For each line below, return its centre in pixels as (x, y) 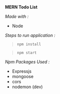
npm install (29, 44)
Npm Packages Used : (27, 62)
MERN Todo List (21, 7)
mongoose (23, 76)
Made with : (17, 16)
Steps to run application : (30, 35)
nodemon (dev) (27, 87)
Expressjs (22, 71)
